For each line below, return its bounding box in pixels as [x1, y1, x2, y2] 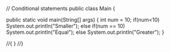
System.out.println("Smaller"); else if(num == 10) [6, 23, 126, 29]
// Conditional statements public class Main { [6, 5, 116, 12]
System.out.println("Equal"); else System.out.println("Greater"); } [6, 29, 165, 36]
